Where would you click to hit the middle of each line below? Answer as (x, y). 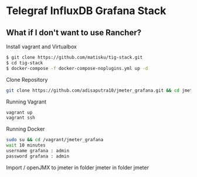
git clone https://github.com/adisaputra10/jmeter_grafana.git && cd (93, 90)
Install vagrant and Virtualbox (42, 46)
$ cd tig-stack (25, 63)
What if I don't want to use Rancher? (74, 33)
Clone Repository (27, 79)
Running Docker (26, 129)
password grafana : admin (38, 156)
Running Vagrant (26, 102)
